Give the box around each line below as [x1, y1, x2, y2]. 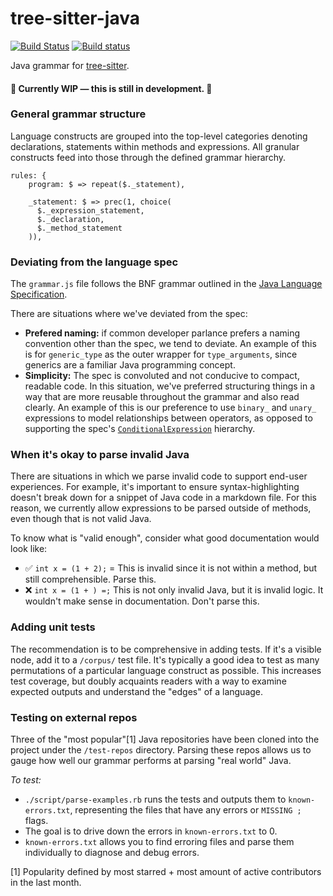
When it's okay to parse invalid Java [10, 448, 190, 462]
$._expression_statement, [36, 205, 145, 216]
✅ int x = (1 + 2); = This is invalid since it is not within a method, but [24, 562, 318, 574]
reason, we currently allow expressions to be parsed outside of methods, [10, 502, 312, 514]
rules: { [10, 170, 47, 181]
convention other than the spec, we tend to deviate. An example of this [24, 338, 317, 350]
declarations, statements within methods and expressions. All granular [10, 140, 300, 152]
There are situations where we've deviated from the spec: [10, 308, 248, 320]
